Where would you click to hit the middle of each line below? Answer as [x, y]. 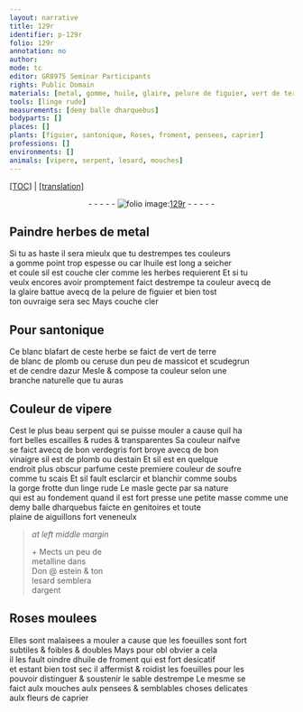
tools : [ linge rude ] [48, 102]
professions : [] [40, 143]
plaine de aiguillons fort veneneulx [73, 516]
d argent [46, 590]
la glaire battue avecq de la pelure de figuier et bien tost [113, 292]
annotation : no [38, 51]
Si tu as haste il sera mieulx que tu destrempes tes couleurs [120, 254]
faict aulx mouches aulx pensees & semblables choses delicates [129, 688]
